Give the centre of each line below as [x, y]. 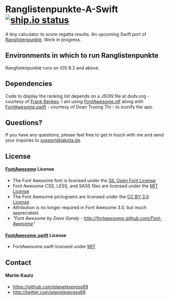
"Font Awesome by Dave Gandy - [47, 218]
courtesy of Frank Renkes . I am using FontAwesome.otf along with [74, 101]
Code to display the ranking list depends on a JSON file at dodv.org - [77, 96]
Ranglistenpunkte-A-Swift [62, 9]
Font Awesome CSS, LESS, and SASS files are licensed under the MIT [85, 186]
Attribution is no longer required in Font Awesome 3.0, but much [79, 207]
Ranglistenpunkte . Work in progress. [43, 40]
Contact [18, 262]
